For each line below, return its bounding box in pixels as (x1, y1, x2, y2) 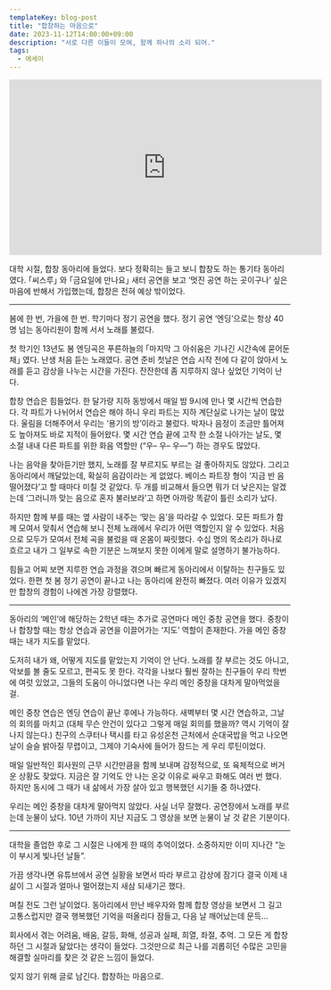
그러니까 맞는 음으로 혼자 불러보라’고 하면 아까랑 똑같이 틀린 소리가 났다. (28, 492, 277, 503)
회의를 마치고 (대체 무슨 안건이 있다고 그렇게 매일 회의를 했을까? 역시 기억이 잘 (18, 719, 290, 729)
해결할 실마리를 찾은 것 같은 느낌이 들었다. (9, 952, 154, 962)
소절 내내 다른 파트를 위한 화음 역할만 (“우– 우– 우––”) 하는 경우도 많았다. (9, 441, 261, 450)
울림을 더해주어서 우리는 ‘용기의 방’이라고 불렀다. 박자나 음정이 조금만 (21, 418, 261, 428)
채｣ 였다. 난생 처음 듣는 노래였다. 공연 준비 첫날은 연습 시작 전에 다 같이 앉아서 (9, 354, 279, 365)
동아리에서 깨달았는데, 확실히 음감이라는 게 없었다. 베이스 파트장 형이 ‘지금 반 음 (9, 470, 285, 481)
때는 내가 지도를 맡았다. (9, 636, 91, 647)
